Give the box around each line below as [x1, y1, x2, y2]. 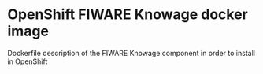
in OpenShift [7, 57, 48, 66]
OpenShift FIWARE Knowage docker [7, 6, 249, 24]
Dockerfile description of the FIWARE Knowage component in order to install [7, 48, 255, 57]
